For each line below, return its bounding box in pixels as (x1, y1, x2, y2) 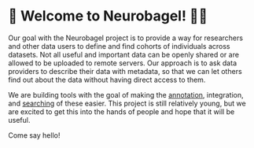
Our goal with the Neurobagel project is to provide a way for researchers (8, 33, 244, 43)
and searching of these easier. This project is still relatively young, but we (8, 98, 246, 108)
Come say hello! (8, 130, 61, 140)
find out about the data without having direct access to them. (8, 75, 206, 84)
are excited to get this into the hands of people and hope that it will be (8, 106, 235, 117)
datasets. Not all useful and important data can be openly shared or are (8, 50, 240, 59)
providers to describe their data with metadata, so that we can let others (8, 66, 242, 76)
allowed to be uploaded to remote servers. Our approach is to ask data (8, 58, 237, 68)
